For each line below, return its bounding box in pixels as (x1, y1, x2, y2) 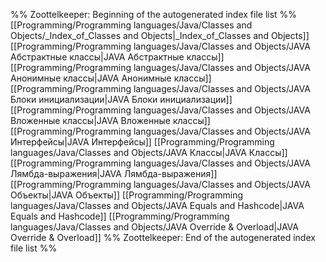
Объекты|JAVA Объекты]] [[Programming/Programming (10, 189, 244, 201)
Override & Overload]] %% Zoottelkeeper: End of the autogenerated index (10, 232, 316, 243)
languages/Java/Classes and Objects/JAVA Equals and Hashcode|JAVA (10, 200, 305, 211)
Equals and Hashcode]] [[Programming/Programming (10, 210, 230, 222)
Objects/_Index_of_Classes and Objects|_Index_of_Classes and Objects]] (10, 30, 310, 41)
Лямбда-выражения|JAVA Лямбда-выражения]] (10, 168, 218, 179)
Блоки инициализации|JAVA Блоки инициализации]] (10, 94, 233, 105)
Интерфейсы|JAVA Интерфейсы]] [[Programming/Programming (10, 136, 275, 148)
